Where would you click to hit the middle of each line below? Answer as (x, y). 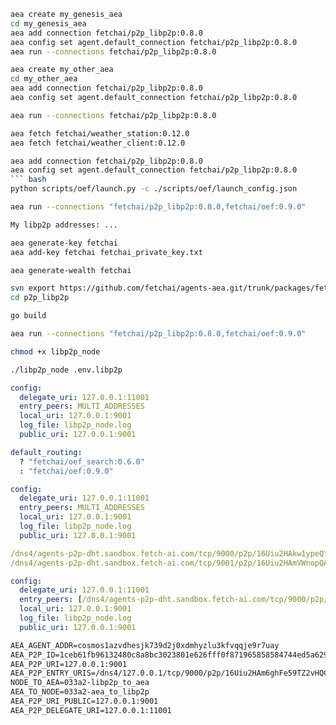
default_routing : (46, 452)
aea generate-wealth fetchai (71, 270)
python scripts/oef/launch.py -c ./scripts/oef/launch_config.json (154, 189)
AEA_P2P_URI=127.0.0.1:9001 (69, 664)
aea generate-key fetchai (64, 243)
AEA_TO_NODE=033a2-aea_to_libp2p (80, 692)
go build (28, 316)
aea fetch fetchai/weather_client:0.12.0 (98, 143)
